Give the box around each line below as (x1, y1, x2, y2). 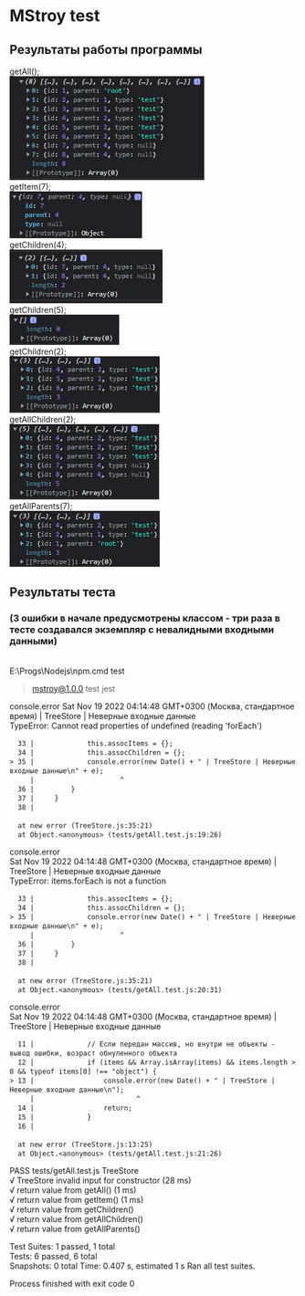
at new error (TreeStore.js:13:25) (17, 1140, 153, 1149)
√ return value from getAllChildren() (9, 1213, 144, 1224)
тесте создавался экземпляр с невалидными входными (9, 623, 275, 636)
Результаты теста (9, 585, 116, 601)
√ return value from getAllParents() (9, 1223, 141, 1234)
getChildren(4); (9, 239, 68, 250)
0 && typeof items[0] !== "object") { (9, 1067, 157, 1076)
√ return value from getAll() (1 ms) (9, 1184, 137, 1196)
